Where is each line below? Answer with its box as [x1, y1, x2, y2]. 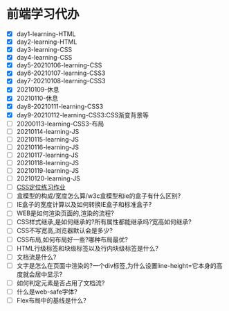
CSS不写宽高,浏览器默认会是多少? [16, 226, 113, 235]
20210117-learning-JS [16, 151, 79, 159]
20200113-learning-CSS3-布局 [16, 119, 104, 128]
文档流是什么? [16, 253, 57, 261]
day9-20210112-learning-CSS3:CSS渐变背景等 [16, 110, 149, 119]
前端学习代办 [6, 6, 80, 22]
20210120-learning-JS [16, 174, 81, 183]
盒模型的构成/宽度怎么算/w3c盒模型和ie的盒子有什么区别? [16, 192, 181, 200]
